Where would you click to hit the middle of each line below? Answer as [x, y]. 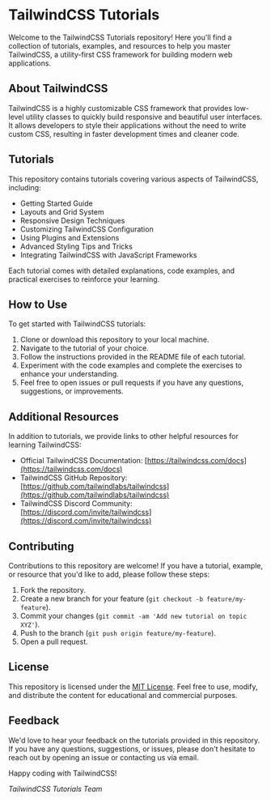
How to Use [38, 304]
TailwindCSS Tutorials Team [55, 789]
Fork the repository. [53, 590]
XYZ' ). [30, 624]
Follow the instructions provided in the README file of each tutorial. [133, 357]
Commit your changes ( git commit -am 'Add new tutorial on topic [133, 616]
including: [25, 187]
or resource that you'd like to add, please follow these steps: [109, 574]
